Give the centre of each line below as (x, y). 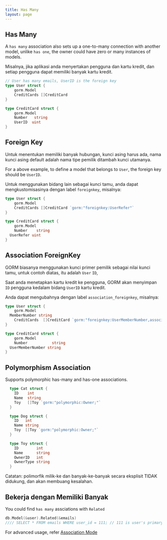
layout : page (19, 14)
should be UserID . (23, 174)
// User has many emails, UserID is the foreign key (61, 81)
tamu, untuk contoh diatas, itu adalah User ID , (52, 272)
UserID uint (28, 122)
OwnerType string (32, 462)
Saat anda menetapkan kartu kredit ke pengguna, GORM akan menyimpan (81, 282)
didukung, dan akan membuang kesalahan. (49, 481)
